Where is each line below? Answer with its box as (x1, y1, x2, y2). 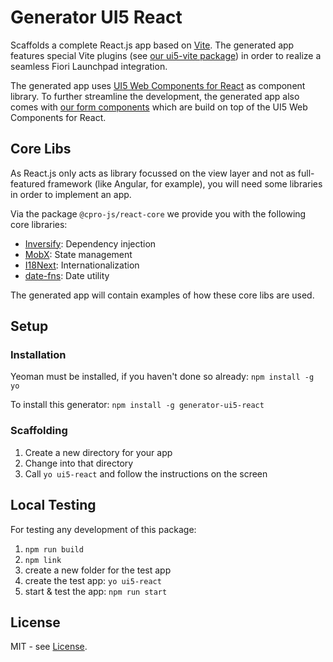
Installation (10, 348, 67, 362)
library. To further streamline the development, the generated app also (10, 90, 300, 102)
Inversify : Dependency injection (24, 237, 157, 250)
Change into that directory (24, 457, 134, 469)
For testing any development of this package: (10, 523, 197, 535)
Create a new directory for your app (24, 446, 173, 458)
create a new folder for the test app (24, 564, 172, 576)
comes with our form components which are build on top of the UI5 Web (10, 101, 308, 113)
